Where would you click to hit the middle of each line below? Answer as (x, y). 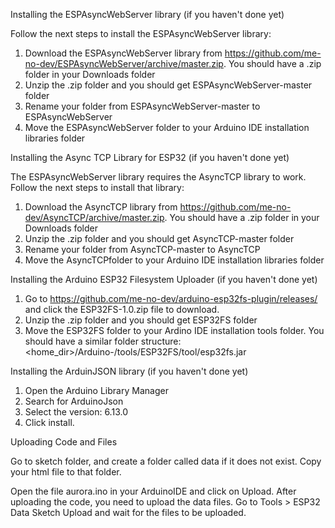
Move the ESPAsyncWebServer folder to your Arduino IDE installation (167, 127)
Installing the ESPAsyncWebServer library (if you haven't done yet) (147, 14)
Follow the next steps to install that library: (97, 187)
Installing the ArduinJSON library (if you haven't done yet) (129, 371)
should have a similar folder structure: (103, 341)
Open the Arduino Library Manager (96, 390)
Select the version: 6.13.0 (76, 412)
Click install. (49, 422)
